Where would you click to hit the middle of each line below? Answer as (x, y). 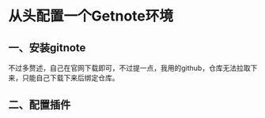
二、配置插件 (40, 105)
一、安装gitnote (47, 48)
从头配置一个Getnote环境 (91, 16)
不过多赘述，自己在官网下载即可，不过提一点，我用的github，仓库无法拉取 (129, 68)
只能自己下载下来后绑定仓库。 (70, 78)
